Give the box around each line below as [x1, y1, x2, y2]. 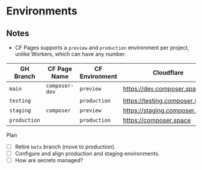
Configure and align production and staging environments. [14, 150, 160, 157]
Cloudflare [152, 68, 184, 76]
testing [9, 97, 31, 104]
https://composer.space [123, 116, 191, 124]
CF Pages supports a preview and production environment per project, [14, 44, 189, 51]
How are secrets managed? [14, 157, 83, 164]
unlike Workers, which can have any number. [14, 50, 126, 58]
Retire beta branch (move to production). [14, 143, 116, 150]
